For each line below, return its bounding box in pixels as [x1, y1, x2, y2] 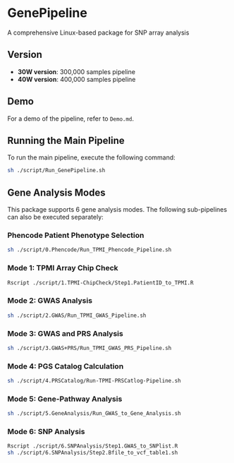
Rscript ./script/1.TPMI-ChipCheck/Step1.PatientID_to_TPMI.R [7, 279, 194, 287]
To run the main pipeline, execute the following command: [7, 153, 176, 162]
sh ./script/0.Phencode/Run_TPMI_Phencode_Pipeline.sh [7, 246, 172, 253]
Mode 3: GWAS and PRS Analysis [7, 328, 123, 338]
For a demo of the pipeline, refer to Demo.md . [7, 114, 135, 123]
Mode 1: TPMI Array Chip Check [7, 263, 118, 273]
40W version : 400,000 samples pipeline [17, 75, 136, 83]
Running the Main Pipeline [7, 134, 125, 146]
